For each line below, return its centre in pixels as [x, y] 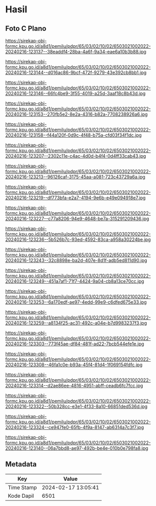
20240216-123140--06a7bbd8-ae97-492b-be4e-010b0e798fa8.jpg [77, 448]
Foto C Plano [26, 29]
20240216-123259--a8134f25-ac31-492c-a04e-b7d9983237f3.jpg [76, 323]
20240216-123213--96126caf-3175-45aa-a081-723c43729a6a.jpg [75, 177]
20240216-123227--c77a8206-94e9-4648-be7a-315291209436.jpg [77, 219]
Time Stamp [23, 488]
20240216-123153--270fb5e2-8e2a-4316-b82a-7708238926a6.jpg [76, 114]
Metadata [21, 464]
